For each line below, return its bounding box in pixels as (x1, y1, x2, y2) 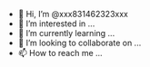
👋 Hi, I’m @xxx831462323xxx (17, 9, 129, 19)
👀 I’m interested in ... (17, 18, 95, 29)
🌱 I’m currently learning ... (17, 28, 115, 38)
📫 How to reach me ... (17, 48, 103, 58)
